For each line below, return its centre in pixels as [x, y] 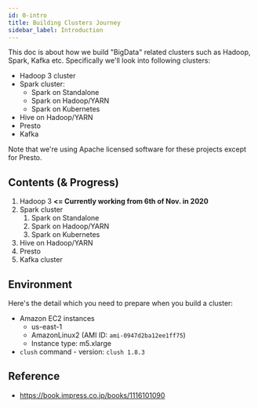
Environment [40, 284]
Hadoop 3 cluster [47, 76]
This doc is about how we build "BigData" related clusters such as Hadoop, [129, 53]
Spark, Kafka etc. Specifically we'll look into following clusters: [109, 60]
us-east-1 [47, 327]
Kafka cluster [41, 260]
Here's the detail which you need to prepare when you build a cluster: [121, 303]
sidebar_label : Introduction [56, 30]
